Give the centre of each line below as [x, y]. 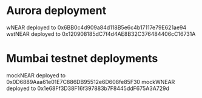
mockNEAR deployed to [36, 75]
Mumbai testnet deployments [82, 59]
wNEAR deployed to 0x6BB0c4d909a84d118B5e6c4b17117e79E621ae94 [96, 27]
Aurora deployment [56, 11]
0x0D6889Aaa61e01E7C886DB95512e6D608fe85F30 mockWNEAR [91, 82]
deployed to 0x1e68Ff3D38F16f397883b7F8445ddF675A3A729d [88, 88]
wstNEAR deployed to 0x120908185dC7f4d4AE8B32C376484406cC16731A [101, 33]
